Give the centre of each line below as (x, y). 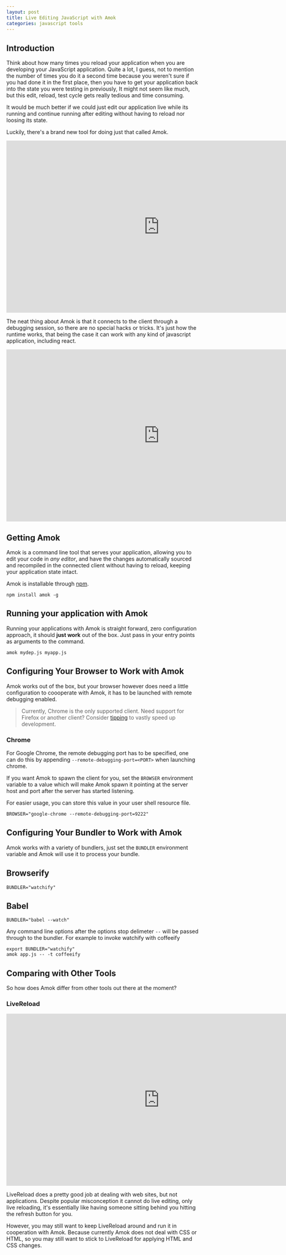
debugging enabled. (31, 699)
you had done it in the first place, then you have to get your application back (102, 83)
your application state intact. (42, 572)
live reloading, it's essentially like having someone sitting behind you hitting (101, 1208)
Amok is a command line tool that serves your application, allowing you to (99, 552)
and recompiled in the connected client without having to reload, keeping (98, 565)
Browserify (28, 873)
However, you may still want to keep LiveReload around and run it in (92, 1226)
